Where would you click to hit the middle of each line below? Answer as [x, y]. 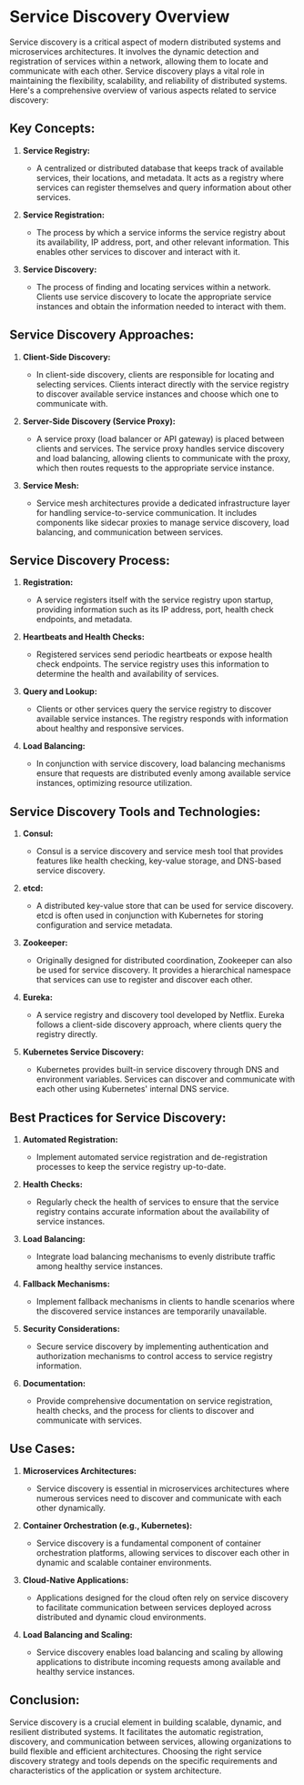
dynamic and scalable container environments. [124, 1562]
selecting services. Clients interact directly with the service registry [162, 384]
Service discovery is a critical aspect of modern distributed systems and [145, 42]
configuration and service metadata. [104, 925]
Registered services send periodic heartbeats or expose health [154, 655]
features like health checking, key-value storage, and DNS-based [159, 861]
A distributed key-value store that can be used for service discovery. [165, 906]
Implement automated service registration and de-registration [152, 1157]
